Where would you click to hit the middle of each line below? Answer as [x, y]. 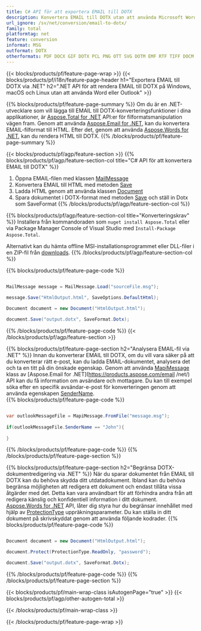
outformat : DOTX [26, 51]
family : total [24, 28]
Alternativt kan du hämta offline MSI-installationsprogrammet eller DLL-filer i [100, 246]
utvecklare [19, 110]
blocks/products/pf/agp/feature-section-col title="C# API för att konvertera [99, 160]
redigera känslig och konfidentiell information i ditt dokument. [82, 499]
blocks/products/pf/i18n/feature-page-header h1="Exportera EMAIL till [93, 80]
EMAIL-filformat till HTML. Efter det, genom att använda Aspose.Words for [98, 129]
